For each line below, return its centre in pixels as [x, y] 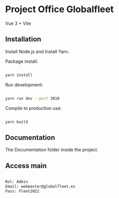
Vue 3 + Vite [18, 23]
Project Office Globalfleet [59, 9]
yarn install [19, 75]
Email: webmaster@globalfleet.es [40, 186]
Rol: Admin [17, 182]
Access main [26, 166]
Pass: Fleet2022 [22, 191]
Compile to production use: [34, 108]
